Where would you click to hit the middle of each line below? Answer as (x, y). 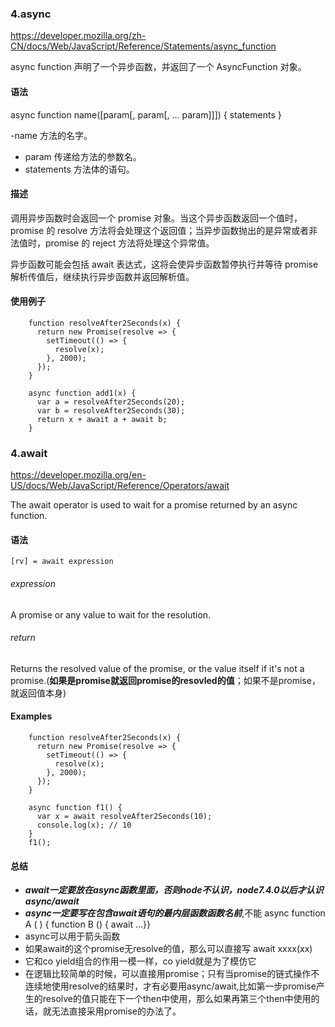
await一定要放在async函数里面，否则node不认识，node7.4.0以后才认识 (174, 890)
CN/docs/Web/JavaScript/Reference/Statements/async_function (143, 46)
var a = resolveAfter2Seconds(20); (111, 402)
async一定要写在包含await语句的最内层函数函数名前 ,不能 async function (175, 913)
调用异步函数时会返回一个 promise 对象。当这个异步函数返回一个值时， (156, 218)
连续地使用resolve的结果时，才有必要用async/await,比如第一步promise (170, 986)
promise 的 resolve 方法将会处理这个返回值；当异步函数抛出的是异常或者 (160, 230)
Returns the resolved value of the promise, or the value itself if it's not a (157, 668)
